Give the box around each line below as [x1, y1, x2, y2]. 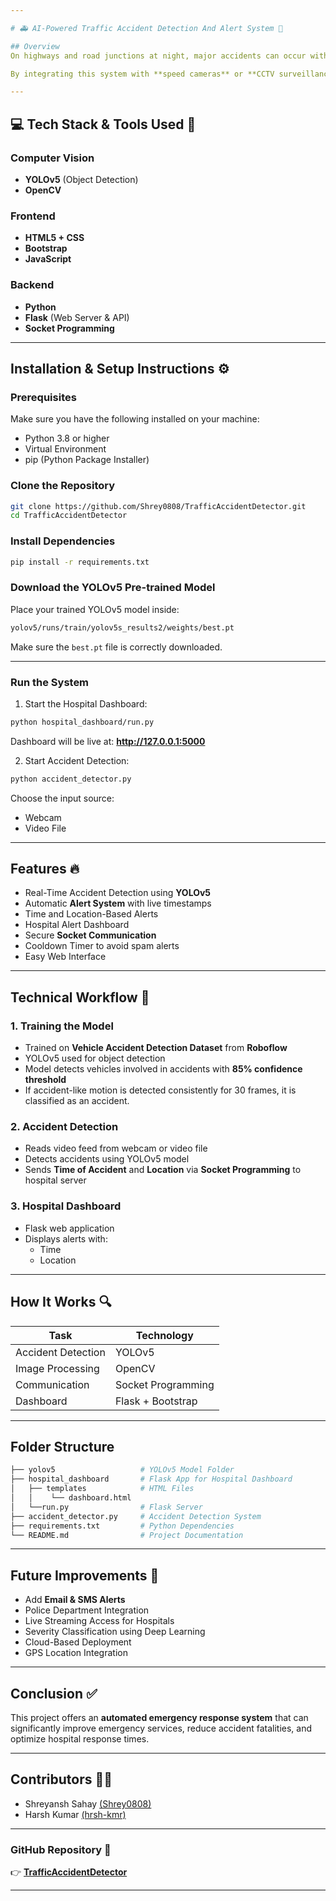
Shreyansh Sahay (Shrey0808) [24, 1797, 152, 1810]
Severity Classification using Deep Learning [24, 1626, 206, 1638]
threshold [24, 1074, 67, 1086]
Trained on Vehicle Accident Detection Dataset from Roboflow [24, 1042, 288, 1054]
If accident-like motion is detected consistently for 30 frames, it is [24, 1084, 297, 1096]
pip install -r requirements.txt [10, 557, 150, 567]
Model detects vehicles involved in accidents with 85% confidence [24, 1063, 303, 1075]
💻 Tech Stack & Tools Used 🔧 [10, 116, 197, 133]
